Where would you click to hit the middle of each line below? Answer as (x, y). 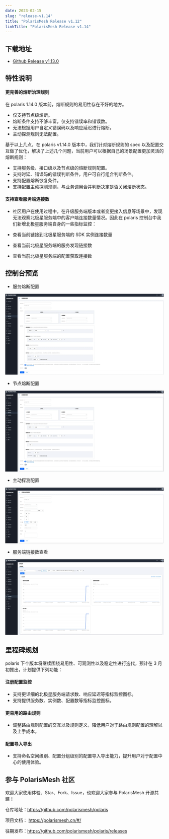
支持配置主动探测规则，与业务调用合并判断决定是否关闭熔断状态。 (81, 187)
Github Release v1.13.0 (36, 61)
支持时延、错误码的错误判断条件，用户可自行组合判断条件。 (74, 174)
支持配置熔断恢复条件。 (37, 180)
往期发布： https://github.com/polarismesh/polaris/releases (66, 831)
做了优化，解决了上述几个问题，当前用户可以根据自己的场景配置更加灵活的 (87, 150)
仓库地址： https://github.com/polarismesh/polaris (57, 810)
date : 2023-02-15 (23, 11)
